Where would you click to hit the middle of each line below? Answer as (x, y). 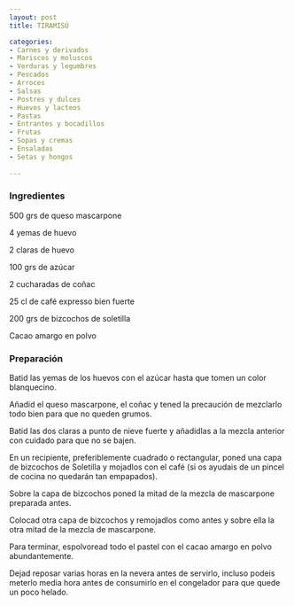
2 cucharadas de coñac (52, 284)
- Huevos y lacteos (45, 107)
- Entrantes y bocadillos (57, 124)
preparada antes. (41, 503)
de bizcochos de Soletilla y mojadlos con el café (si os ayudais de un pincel (147, 467)
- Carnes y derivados (49, 50)
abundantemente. (41, 556)
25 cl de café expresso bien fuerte (72, 301)
